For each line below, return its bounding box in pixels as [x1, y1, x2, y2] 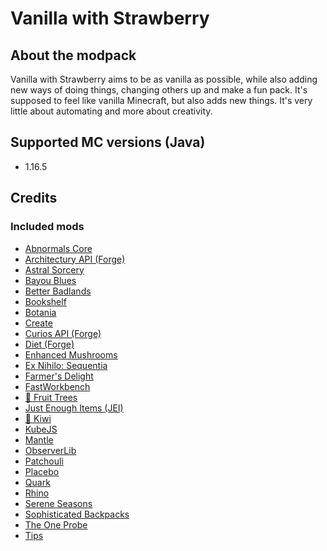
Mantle [24, 433, 54, 446]
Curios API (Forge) [24, 327, 102, 339]
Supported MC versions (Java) [10, 134, 206, 151]
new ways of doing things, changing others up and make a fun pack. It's [10, 84, 308, 96]
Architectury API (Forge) [24, 253, 126, 265]
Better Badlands [24, 285, 92, 297]
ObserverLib [24, 444, 77, 456]
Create [24, 317, 53, 329]
